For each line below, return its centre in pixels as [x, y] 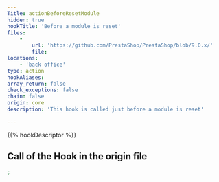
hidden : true [26, 20]
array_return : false [37, 84]
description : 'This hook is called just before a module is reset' [106, 109]
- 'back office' [43, 65]
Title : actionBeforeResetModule [53, 13]
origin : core [26, 103]
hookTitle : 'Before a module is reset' [64, 26]
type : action [26, 71]
